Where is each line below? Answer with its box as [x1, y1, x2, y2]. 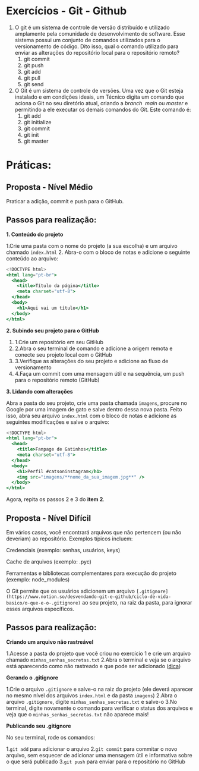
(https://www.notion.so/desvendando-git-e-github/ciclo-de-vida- [6, 593, 171, 600]
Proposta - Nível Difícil [6, 513, 91, 523]
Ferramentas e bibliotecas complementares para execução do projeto [6, 569, 177, 577]
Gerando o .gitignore [6, 674, 58, 681]
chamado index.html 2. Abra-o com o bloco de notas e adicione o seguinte [6, 248, 191, 256]
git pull [23, 74, 40, 81]
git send [23, 80, 44, 87]
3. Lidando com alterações [6, 388, 73, 395]
